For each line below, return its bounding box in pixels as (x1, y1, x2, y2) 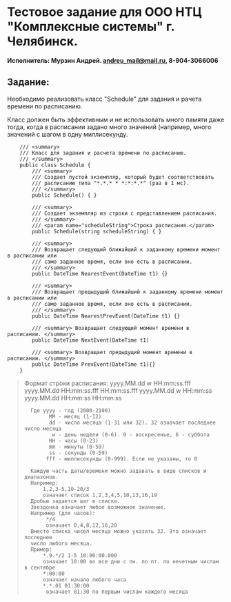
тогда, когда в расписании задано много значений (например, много (7, 122, 212, 131)
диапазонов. (23, 474, 59, 480)
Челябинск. (7, 34, 78, 49)
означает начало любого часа (42, 576, 127, 583)
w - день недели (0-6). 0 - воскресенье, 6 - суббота (52, 431, 210, 438)
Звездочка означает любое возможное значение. (30, 503, 167, 511)
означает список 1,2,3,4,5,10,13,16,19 (42, 492, 157, 498)
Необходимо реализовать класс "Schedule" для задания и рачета (7, 95, 202, 103)
